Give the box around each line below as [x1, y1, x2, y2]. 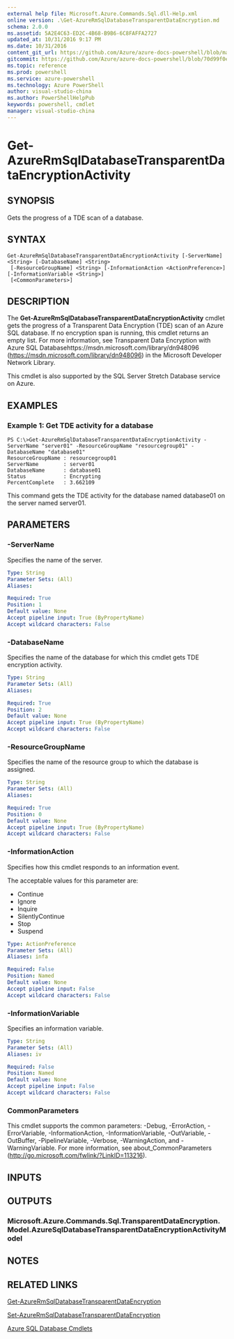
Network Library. [7, 359, 56, 367]
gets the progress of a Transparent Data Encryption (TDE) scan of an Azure [7, 322, 224, 330]
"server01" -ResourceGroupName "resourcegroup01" [41, 442, 189, 450]
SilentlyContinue [17, 912, 65, 920]
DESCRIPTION [7, 295, 70, 307]
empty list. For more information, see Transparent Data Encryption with [7, 336, 211, 345]
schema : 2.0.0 [7, 23, 49, 30]
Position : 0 [7, 811, 42, 818]
